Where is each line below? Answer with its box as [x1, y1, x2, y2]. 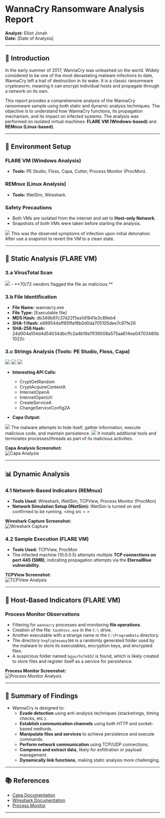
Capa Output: [12, 414, 41, 420]
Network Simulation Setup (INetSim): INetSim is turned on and [12, 503, 141, 509]
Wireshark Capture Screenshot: [5, 518, 72, 524]
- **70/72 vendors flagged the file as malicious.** [11, 281, 113, 287]
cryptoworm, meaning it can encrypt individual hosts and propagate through [5, 82, 160, 89]
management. [19, 752, 48, 758]
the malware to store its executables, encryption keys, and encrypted [12, 642, 153, 649]
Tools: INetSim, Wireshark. [12, 191, 67, 197]
